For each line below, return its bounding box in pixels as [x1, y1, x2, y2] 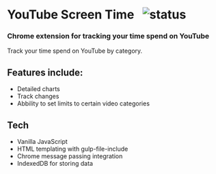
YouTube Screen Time [7, 7, 135, 23]
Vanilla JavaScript [16, 138, 68, 146]
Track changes [16, 92, 59, 101]
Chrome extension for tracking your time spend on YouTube [7, 32, 210, 41]
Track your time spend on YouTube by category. [7, 47, 143, 55]
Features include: [7, 66, 83, 78]
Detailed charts [16, 85, 60, 93]
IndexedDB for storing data [16, 160, 94, 168]
